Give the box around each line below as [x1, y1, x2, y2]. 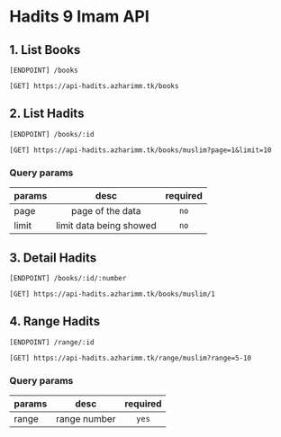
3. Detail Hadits [9, 250, 97, 265]
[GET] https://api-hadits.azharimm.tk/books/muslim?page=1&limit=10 [9, 146, 272, 155]
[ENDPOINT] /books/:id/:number [9, 273, 127, 282]
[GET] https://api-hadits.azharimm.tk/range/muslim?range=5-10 [9, 353, 252, 362]
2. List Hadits [9, 106, 85, 121]
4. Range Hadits [9, 314, 101, 329]
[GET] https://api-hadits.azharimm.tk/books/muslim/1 [9, 290, 216, 299]
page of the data [71, 205, 141, 218]
